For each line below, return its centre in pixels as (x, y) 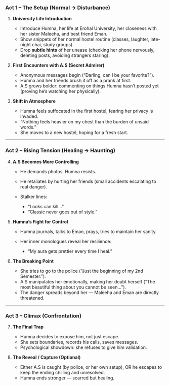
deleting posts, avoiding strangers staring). (65, 55)
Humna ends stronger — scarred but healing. (67, 378)
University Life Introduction (42, 19)
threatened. (32, 298)
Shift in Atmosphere (34, 101)
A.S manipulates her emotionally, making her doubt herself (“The (88, 281)
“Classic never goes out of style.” (62, 212)
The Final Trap (28, 327)
